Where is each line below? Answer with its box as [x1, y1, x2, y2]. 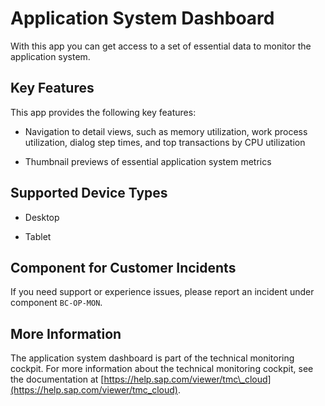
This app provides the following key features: [10, 106, 197, 118]
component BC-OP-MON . [10, 297, 103, 309]
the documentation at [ [10, 373, 105, 386]
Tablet [24, 230, 52, 242]
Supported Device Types [10, 185, 168, 202]
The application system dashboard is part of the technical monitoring [10, 352, 295, 364]
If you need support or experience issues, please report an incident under [10, 286, 315, 298]
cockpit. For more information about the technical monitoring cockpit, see [10, 363, 314, 375]
